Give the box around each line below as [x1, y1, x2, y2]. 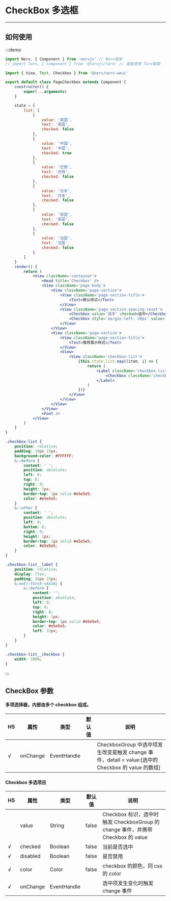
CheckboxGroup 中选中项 [96, 741, 158, 748]
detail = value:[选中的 [106, 756, 158, 763]
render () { [14, 264, 38, 269]
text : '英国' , [41, 217, 70, 222]
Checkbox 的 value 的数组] [96, 764, 161, 771]
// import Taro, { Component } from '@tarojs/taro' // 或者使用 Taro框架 [5, 61, 160, 66]
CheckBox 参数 [5, 686, 54, 695]
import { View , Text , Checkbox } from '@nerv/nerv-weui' [5, 70, 129, 75]
